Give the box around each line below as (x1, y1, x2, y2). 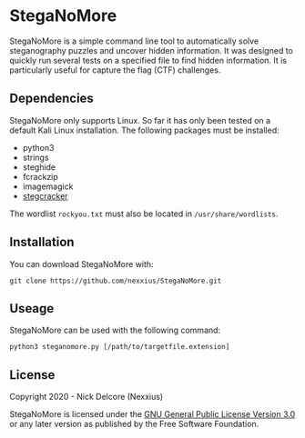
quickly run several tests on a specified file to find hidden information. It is (9, 55, 288, 65)
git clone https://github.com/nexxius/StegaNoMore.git (9, 276, 222, 285)
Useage (9, 301, 55, 316)
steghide (22, 161, 56, 173)
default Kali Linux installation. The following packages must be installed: (9, 124, 280, 135)
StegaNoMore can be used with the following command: (9, 324, 221, 336)
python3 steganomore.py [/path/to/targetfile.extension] (9, 343, 230, 352)
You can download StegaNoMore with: (9, 258, 154, 269)
